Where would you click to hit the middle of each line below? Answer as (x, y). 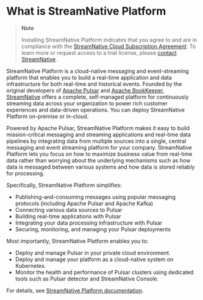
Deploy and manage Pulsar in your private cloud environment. (93, 253)
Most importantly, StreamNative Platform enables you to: (77, 241)
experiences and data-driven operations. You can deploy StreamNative (95, 110)
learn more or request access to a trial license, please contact (99, 52)
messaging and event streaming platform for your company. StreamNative (99, 147)
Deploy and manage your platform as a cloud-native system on (94, 259)
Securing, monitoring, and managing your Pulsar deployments (93, 229)
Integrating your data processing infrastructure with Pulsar (89, 223)
